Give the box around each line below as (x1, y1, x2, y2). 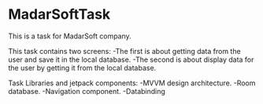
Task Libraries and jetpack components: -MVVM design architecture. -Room (8, 78, 256, 88)
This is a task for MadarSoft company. (8, 31, 131, 41)
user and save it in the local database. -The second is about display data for (8, 55, 254, 64)
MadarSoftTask (8, 5, 111, 23)
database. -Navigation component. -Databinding (8, 86, 165, 95)
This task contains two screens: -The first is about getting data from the (8, 46, 242, 56)
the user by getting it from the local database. (8, 63, 157, 72)
